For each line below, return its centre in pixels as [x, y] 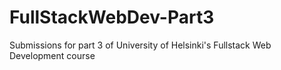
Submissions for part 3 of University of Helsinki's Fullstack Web [140, 45]
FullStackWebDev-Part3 [112, 17]
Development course [52, 55]
